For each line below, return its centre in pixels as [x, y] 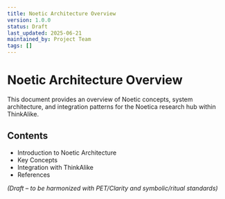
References [34, 175]
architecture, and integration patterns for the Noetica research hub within [112, 106]
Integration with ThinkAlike [55, 167]
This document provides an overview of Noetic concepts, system [100, 99]
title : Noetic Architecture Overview [62, 14]
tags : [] [20, 46]
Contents [28, 136]
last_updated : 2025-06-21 [44, 33]
